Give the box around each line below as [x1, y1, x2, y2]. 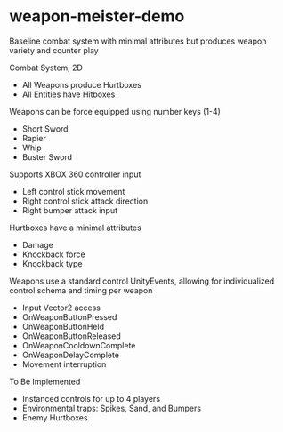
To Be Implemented [9, 376, 81, 387]
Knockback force [21, 249, 86, 260]
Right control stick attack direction [21, 196, 149, 206]
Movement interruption [21, 358, 107, 370]
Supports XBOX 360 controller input [9, 169, 141, 180]
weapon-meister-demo [9, 6, 185, 27]
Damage [21, 239, 53, 250]
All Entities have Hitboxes [21, 89, 116, 100]
